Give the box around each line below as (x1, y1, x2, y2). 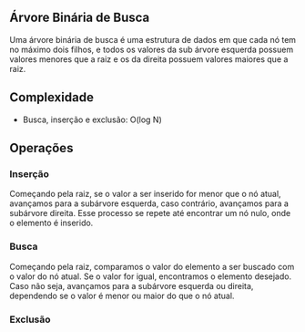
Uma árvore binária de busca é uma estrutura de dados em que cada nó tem (9, 34, 297, 45)
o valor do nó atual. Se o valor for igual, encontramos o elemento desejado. (9, 271, 292, 282)
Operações (9, 140, 74, 156)
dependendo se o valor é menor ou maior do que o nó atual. (9, 290, 235, 301)
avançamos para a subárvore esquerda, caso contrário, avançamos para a (9, 198, 290, 209)
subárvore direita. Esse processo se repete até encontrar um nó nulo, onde (9, 208, 291, 219)
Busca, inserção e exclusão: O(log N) (22, 114, 162, 125)
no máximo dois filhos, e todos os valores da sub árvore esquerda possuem (9, 44, 294, 55)
